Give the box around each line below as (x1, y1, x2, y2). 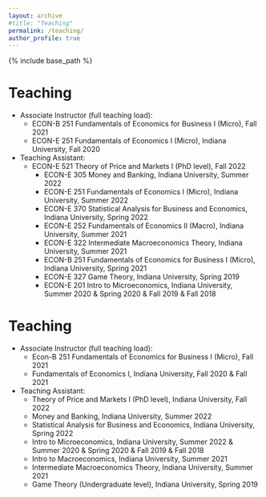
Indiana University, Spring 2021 (43, 263, 147, 273)
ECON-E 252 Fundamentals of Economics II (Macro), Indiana (43, 221, 244, 230)
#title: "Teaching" (8, 19, 74, 27)
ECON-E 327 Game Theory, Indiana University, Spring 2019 (43, 272, 240, 282)
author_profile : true (8, 34, 81, 42)
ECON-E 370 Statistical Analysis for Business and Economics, (43, 204, 248, 214)
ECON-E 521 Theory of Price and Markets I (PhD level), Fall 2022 (31, 162, 246, 171)
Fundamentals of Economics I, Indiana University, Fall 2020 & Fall (31, 369, 248, 379)
